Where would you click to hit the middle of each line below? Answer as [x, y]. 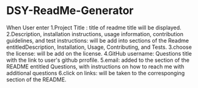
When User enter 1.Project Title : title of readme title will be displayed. [94, 28]
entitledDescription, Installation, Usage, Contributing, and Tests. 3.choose [99, 47]
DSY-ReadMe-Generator [70, 11]
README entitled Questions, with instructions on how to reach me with [95, 66]
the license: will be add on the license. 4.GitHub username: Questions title [99, 53]
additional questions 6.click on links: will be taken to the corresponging [96, 73]
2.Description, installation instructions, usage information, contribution [95, 34]
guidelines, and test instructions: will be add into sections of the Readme [98, 40]
